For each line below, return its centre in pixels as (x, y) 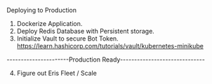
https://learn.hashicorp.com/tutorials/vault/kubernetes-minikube (110, 46)
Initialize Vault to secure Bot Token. (67, 38)
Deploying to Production (42, 10)
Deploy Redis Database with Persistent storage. (86, 31)
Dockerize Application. (49, 23)
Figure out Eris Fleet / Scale (57, 73)
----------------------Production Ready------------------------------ (106, 59)
